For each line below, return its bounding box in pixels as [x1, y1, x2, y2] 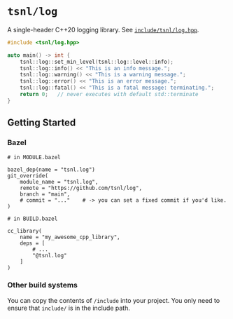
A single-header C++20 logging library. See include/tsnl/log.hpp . [7, 25, 199, 34]
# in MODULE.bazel [7, 154, 61, 161]
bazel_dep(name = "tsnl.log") [7, 166, 96, 173]
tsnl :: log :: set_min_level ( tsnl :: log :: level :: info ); [20, 58, 174, 65]
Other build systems [7, 280, 78, 290]
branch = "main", [20, 191, 71, 198]
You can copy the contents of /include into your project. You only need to [7, 296, 220, 304]
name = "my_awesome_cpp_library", [20, 233, 120, 240]
